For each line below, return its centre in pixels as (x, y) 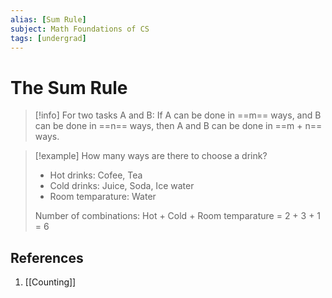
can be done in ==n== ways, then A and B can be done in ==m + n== (178, 126)
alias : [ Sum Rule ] (48, 19)
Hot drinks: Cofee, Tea (96, 175)
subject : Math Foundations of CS (80, 29)
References (47, 257)
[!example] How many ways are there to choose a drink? (151, 156)
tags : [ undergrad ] (48, 38)
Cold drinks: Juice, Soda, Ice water (122, 186)
